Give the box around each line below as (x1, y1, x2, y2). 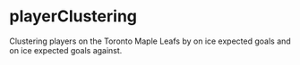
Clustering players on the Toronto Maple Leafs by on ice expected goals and (9, 36, 291, 46)
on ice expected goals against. (9, 45, 123, 55)
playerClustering (9, 6, 137, 27)
